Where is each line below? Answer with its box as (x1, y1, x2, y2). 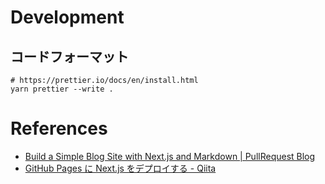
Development (10, 6, 125, 29)
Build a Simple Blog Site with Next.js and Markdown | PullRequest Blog (24, 150, 316, 162)
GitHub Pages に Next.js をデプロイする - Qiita (24, 162, 217, 174)
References (10, 117, 108, 140)
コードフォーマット (10, 48, 129, 65)
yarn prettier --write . (10, 84, 114, 94)
